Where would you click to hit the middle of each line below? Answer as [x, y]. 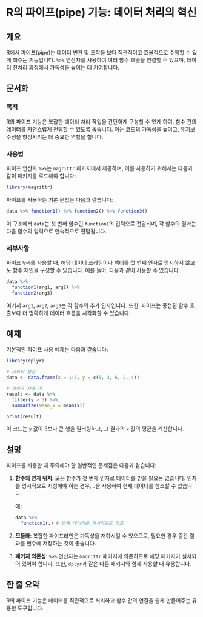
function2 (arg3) [32, 293]
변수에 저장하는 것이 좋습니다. [61, 544]
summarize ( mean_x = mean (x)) [48, 405]
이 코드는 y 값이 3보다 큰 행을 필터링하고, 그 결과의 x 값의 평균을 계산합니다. [95, 429]
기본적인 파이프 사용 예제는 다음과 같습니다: [57, 350]
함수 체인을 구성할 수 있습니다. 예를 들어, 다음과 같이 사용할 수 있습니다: [96, 270]
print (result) [24, 416]
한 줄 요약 [23, 585]
